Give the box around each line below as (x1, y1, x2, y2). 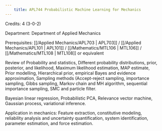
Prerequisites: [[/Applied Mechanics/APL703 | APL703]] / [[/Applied (5, 40, 141, 46)
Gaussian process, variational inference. (5, 100, 87, 106)
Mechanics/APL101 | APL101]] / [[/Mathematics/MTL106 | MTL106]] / (5, 45, 142, 51)
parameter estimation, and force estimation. (5, 120, 93, 126)
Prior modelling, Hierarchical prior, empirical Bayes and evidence (5, 70, 136, 76)
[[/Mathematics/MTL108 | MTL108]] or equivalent (5, 50, 104, 56)
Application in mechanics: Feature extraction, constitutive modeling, (5, 110, 142, 116)
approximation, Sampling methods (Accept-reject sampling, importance (5, 75, 149, 81)
